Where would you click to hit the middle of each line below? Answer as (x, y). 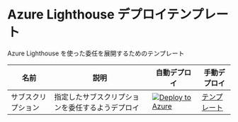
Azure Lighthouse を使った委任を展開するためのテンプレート (96, 53)
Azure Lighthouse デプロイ (87, 15)
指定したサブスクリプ (90, 96)
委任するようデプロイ (104, 107)
